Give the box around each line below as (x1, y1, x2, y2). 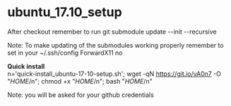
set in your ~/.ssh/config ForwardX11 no (7, 48, 123, 57)
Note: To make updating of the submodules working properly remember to (7, 41, 224, 49)
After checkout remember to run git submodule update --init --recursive (7, 27, 217, 36)
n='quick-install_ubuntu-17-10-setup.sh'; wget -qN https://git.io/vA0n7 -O (7, 69, 221, 78)
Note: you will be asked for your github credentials (7, 91, 154, 99)
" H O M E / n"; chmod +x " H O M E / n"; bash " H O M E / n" (7, 77, 153, 85)
